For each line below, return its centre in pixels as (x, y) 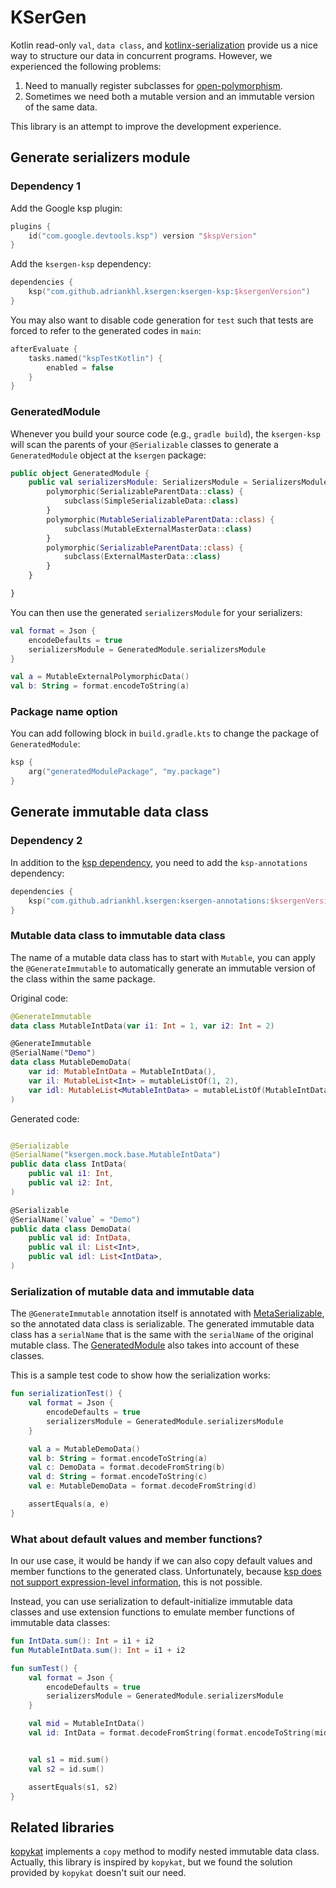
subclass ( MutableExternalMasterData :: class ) (158, 529)
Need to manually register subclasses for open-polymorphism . (153, 85)
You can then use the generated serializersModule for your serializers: (156, 612)
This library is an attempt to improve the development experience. (146, 126)
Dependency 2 (46, 841)
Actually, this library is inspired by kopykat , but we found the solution (151, 1862)
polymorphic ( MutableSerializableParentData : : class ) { (160, 519)
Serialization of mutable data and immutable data (132, 1291)
